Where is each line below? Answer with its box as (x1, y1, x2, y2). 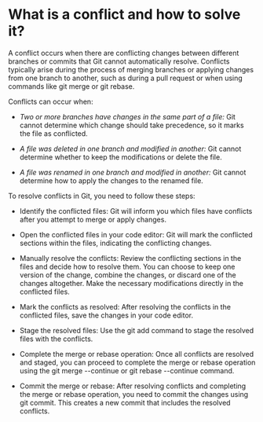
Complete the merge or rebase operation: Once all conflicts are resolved (19, 349, 254, 358)
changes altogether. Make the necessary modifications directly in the (19, 278, 243, 288)
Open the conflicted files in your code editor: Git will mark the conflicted (19, 229, 253, 239)
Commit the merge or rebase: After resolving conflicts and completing (19, 381, 247, 391)
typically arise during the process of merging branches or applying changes (8, 64, 254, 74)
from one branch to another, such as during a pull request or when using (8, 73, 243, 83)
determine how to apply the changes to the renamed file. (19, 175, 204, 185)
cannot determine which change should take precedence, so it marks (19, 120, 245, 130)
